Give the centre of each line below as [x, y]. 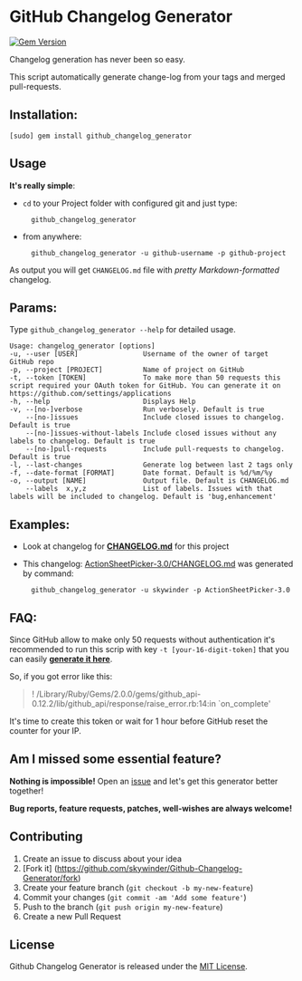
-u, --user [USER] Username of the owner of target [139, 354]
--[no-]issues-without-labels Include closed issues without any [151, 433]
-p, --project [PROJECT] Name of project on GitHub [127, 370]
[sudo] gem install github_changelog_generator [101, 136]
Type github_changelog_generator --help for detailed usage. [123, 330]
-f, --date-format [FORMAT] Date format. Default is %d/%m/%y [141, 473]
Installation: [44, 115]
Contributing [46, 837]
